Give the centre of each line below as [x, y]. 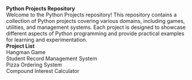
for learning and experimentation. [47, 40]
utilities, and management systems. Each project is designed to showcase [96, 27]
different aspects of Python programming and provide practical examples [95, 34]
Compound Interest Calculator [43, 71]
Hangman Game [26, 52]
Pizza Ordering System [34, 65]
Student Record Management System [52, 59]
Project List [20, 46]
